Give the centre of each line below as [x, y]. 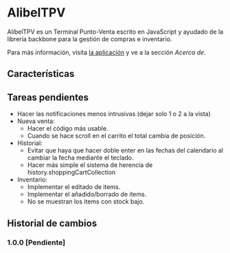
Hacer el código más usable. [68, 129]
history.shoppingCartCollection [71, 173]
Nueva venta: [36, 121]
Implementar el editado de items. [74, 187]
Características [41, 74]
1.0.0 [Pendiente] [36, 243]
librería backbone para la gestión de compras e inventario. [90, 38]
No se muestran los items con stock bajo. [86, 201]
